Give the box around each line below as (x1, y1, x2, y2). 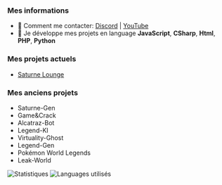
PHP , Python (17, 37, 56, 45)
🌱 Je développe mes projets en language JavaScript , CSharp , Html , (17, 29, 216, 37)
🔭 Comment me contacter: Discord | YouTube (17, 22, 149, 30)
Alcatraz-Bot (17, 118, 55, 127)
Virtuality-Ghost (17, 133, 64, 142)
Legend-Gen (17, 141, 55, 149)
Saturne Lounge (17, 70, 65, 79)
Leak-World (17, 155, 51, 164)
